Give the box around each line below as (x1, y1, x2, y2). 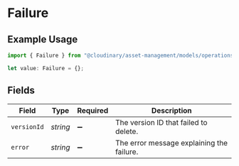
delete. (115, 126, 139, 136)
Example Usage (7, 33, 78, 45)
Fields (7, 84, 36, 96)
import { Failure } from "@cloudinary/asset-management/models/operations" (7, 52, 237, 59)
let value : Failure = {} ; (7, 65, 84, 72)
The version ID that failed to (115, 117, 208, 127)
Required (77, 105, 109, 115)
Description (152, 105, 192, 115)
